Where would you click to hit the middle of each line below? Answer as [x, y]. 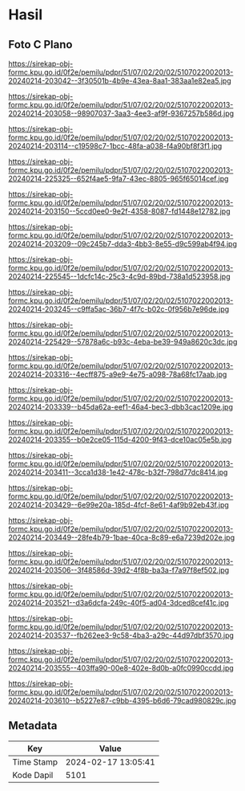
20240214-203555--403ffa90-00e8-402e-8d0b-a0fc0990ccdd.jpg [121, 668]
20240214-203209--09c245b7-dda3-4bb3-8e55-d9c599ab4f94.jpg [123, 244]
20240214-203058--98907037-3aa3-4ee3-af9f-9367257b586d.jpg [121, 113]
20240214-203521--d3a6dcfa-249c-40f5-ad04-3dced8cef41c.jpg [119, 603]
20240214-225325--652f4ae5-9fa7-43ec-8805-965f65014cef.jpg [118, 179]
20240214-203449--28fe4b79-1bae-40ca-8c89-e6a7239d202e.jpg [121, 537]
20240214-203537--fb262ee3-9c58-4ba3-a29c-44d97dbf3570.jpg [121, 635]
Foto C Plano [40, 45]
